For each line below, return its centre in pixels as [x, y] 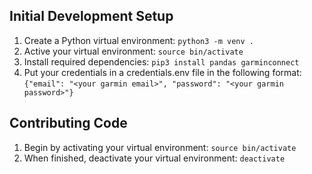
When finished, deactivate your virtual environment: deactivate [154, 158]
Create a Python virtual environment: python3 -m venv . [138, 40]
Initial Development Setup [91, 16]
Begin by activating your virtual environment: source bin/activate [160, 147]
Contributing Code [68, 123]
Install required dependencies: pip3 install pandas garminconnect [161, 61]
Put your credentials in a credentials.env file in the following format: [162, 72]
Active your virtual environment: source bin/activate [133, 51]
